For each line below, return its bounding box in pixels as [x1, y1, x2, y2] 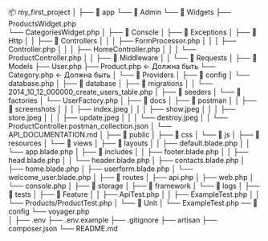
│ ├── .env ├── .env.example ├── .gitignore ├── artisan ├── [8, 215, 217, 224]
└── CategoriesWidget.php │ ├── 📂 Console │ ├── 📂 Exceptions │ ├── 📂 [8, 27, 257, 37]
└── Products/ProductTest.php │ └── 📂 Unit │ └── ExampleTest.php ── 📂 [8, 198, 258, 207]
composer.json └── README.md [8, 224, 118, 233]
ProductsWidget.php [8, 19, 77, 28]
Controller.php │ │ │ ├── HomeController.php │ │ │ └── [8, 44, 197, 54]
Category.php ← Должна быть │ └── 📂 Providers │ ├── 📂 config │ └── [8, 70, 250, 80]
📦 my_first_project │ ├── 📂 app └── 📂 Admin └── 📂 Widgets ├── [8, 7, 231, 17]
